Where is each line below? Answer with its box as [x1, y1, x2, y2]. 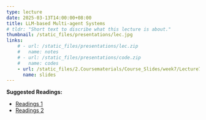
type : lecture [6, 9, 43, 15]
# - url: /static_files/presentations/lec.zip [17, 43, 139, 50]
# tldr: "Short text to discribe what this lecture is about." [6, 26, 172, 32]
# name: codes [17, 60, 59, 66]
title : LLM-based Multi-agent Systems [6, 20, 105, 26]
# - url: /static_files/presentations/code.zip [17, 54, 141, 61]
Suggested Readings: [6, 88, 63, 96]
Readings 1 [15, 100, 43, 108]
